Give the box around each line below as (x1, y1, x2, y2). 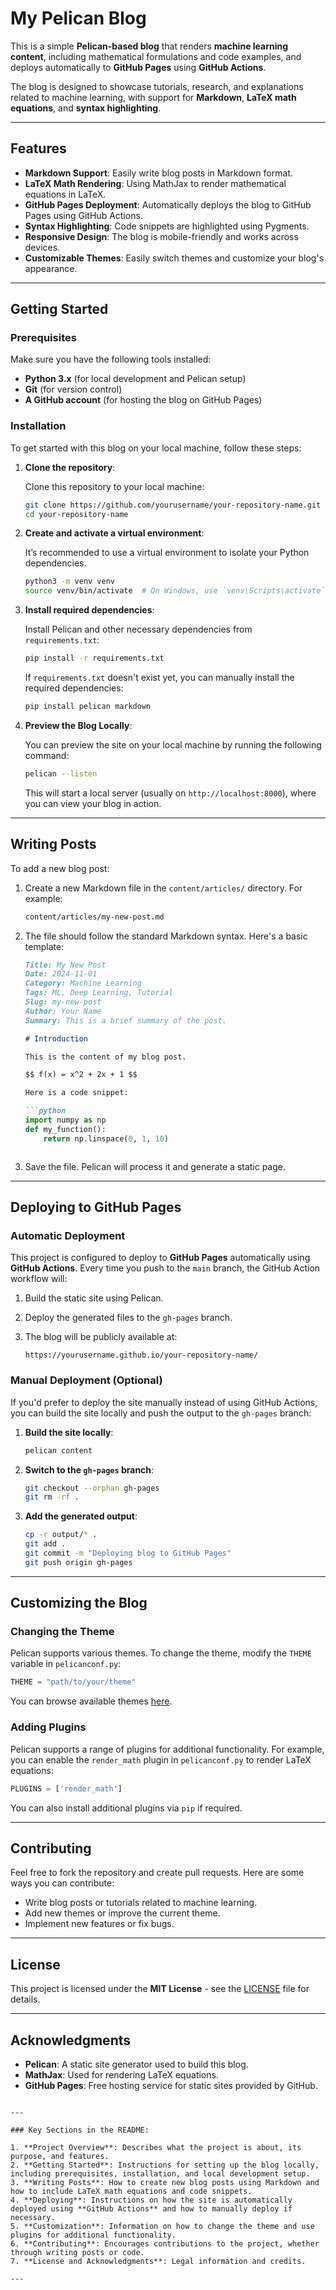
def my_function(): (24, 1124, 107, 1134)
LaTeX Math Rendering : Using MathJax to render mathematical (24, 177, 287, 189)
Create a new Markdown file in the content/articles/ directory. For (24, 882, 303, 894)
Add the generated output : (24, 1510, 138, 1522)
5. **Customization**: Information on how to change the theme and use (10, 2221, 315, 2231)
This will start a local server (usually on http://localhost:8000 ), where (24, 787, 317, 799)
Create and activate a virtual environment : (24, 527, 205, 539)
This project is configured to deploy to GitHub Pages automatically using (10, 1252, 311, 1264)
